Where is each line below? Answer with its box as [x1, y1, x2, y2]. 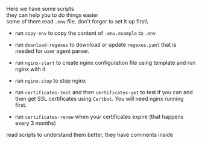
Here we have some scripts [6, 5, 74, 12]
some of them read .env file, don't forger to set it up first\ [6, 18, 148, 25]
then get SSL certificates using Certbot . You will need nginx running [14, 95, 184, 102]
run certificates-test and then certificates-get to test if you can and [14, 89, 193, 95]
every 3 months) [14, 119, 56, 127]
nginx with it [14, 65, 46, 73]
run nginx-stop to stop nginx [14, 77, 86, 84]
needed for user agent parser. [14, 47, 90, 55]
